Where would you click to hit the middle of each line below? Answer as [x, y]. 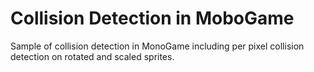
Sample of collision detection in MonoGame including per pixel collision [157, 46]
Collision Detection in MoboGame [152, 18]
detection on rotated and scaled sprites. [92, 56]
